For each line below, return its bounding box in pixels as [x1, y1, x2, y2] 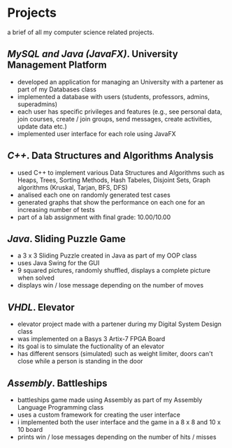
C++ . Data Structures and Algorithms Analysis [7, 150, 214, 162]
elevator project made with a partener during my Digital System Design [17, 320, 222, 329]
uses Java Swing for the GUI [17, 259, 100, 267]
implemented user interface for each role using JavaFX [17, 129, 176, 137]
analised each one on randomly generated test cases [17, 191, 171, 199]
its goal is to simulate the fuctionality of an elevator [17, 342, 165, 350]
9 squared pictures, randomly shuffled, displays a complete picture [17, 267, 211, 275]
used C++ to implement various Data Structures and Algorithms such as [17, 168, 225, 177]
